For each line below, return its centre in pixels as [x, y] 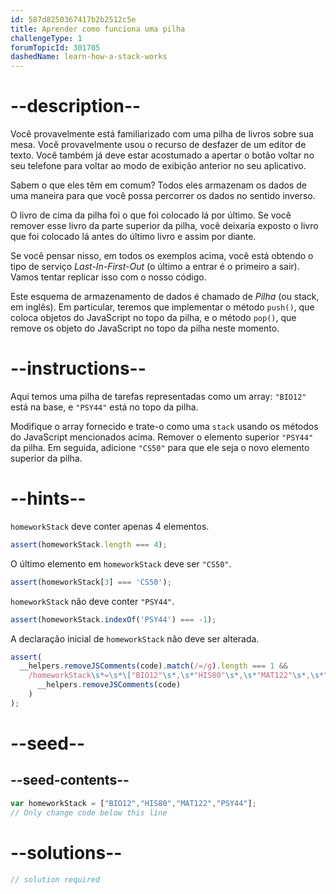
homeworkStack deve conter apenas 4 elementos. [110, 526]
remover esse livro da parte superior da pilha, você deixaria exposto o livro [164, 226]
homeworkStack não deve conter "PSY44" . [92, 601]
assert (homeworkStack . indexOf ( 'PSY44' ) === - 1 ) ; [113, 619]
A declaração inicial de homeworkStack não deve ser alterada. [135, 638]
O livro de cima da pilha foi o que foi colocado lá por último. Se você [151, 215]
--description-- [76, 106]
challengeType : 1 [46, 38]
